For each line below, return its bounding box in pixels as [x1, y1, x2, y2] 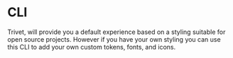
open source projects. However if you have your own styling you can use [7, 35, 222, 43]
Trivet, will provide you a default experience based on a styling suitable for [7, 28, 226, 36]
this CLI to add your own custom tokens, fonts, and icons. [7, 42, 176, 51]
